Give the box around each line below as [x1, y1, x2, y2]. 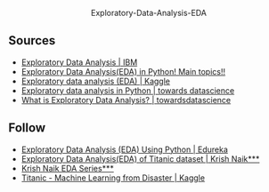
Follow [8, 120, 46, 136]
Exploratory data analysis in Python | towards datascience [20, 84, 235, 96]
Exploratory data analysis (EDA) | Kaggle [20, 76, 171, 86]
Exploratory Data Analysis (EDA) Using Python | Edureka [20, 144, 229, 155]
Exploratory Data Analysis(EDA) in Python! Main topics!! [20, 66, 226, 76]
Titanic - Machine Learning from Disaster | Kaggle [20, 172, 206, 183]
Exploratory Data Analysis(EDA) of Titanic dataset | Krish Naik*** [20, 153, 260, 164]
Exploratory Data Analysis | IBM [20, 57, 138, 68]
